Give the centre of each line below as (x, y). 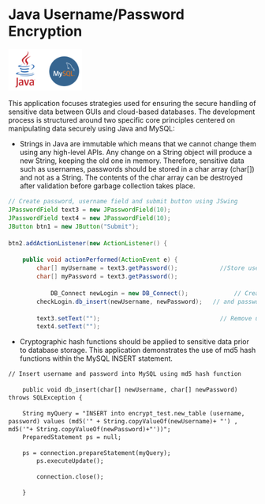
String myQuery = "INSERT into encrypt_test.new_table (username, (134, 414)
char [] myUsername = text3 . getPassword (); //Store (141, 268)
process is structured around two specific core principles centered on (121, 120)
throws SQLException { (45, 398)
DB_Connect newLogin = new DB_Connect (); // (146, 293)
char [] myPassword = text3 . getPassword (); (107, 277)
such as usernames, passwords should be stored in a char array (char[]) (137, 169)
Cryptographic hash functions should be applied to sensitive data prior (134, 342)
